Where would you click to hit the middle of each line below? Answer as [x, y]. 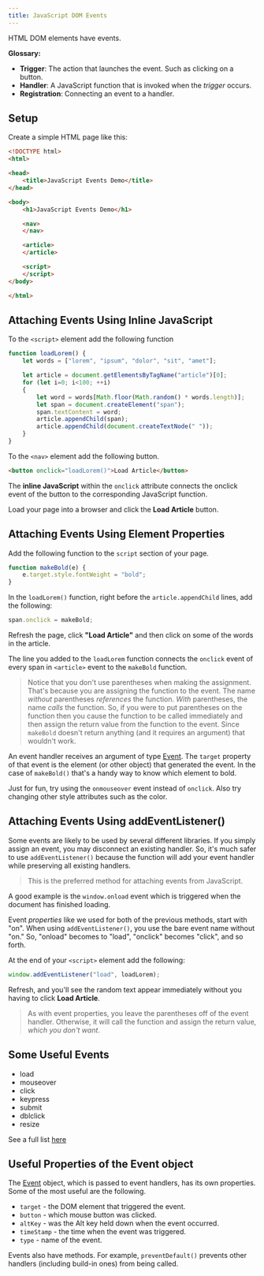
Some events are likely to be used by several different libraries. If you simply [132, 840]
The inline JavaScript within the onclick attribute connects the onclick [123, 485]
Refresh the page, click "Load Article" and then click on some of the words [131, 635]
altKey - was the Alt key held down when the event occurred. [119, 1223]
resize [30, 1124]
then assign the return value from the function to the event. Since [134, 724]
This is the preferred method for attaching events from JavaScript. [135, 880]
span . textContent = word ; [79, 412]
